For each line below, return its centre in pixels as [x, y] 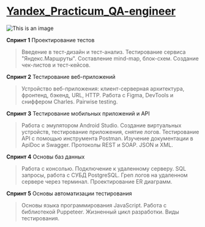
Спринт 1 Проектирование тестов [50, 40]
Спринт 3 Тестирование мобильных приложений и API [78, 113]
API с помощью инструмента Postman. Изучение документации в [107, 138]
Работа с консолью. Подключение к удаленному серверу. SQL [104, 168]
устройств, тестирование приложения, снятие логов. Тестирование [110, 132]
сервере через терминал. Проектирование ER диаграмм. [97, 181]
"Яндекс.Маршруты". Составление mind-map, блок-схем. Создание [110, 58]
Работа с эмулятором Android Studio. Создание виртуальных [101, 125]
